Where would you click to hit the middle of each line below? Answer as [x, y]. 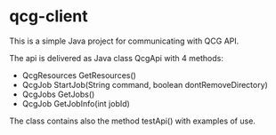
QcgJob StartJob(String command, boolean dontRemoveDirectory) [145, 84]
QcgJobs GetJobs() [58, 94]
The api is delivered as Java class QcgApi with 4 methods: [117, 58]
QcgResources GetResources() [79, 75]
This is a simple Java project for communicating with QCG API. [124, 41]
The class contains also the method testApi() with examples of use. [133, 121]
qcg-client [49, 16]
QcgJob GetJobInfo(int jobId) [76, 103]
